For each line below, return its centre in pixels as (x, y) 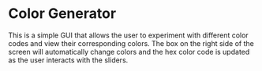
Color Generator (62, 14)
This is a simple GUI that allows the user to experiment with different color (128, 35)
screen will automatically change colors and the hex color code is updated (129, 51)
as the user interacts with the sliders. (68, 60)
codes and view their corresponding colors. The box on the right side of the (131, 43)
